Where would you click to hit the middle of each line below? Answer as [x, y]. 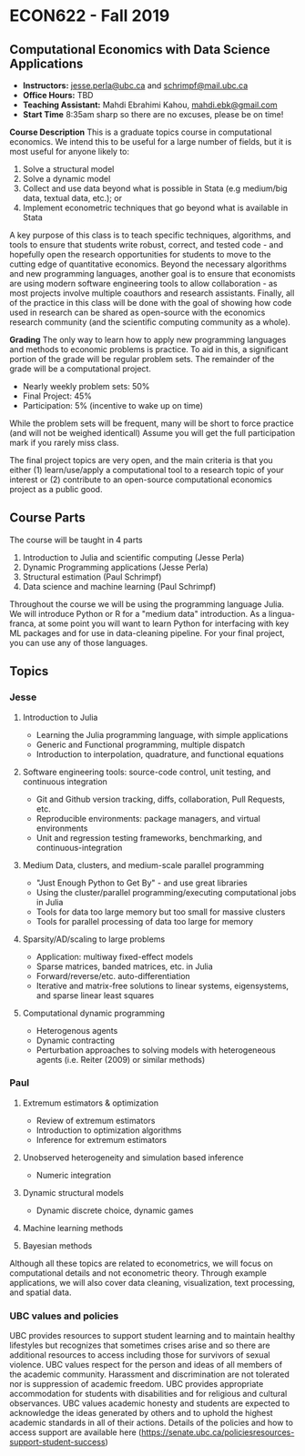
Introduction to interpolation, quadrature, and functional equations [160, 754]
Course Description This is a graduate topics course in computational [141, 132]
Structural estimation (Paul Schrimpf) [92, 576]
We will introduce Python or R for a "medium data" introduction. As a [138, 613]
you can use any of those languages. [79, 642]
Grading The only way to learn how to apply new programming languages [148, 339]
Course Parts [48, 518]
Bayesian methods [57, 1245]
